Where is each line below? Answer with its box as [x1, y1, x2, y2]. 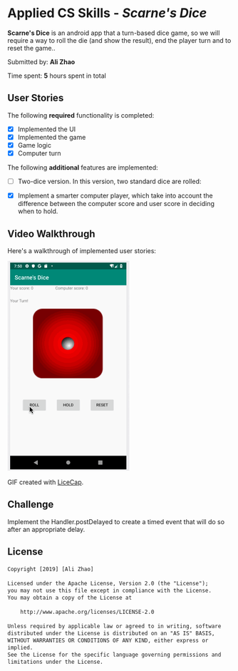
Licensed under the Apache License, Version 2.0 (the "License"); [7, 580, 209, 587]
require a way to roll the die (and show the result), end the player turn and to [7, 36, 232, 44]
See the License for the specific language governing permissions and [7, 651, 222, 658]
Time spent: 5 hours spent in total [7, 71, 107, 80]
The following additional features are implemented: [7, 163, 158, 172]
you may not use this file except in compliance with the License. [7, 587, 212, 594]
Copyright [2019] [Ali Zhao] [7, 565, 94, 573]
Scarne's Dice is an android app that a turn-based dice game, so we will [7, 29, 220, 37]
